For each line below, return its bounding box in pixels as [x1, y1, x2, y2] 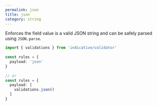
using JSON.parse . [5, 35, 41, 41]
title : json [5, 12, 30, 17]
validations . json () [14, 87, 55, 92]
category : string [5, 16, 41, 21]
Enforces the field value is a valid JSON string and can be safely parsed [5, 30, 153, 36]
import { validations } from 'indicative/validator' [5, 45, 117, 50]
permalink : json [5, 7, 39, 12]
